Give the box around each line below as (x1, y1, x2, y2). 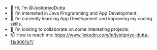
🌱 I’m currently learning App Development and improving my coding (10, 16, 152, 21)
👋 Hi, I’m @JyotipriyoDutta (10, 5, 66, 11)
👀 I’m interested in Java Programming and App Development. (10, 10, 138, 16)
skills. (10, 21, 22, 27)
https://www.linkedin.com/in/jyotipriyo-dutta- (54, 32, 150, 38)
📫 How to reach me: (10, 32, 54, 38)
